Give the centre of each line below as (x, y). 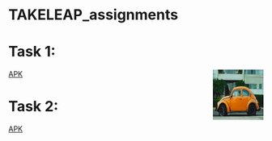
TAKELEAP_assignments (93, 15)
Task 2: (34, 107)
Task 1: (32, 52)
